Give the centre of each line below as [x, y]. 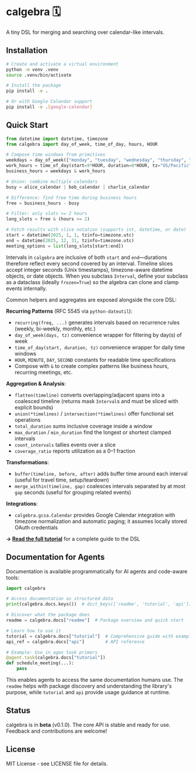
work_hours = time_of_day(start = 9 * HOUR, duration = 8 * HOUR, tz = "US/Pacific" [99, 166]
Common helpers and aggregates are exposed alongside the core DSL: [91, 299]
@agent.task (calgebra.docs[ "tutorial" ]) [56, 658]
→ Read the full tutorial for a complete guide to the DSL [73, 539]
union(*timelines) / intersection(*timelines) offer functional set [94, 414]
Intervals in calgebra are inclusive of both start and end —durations [87, 257]
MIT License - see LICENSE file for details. [57, 763]
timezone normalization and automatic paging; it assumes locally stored [101, 521]
